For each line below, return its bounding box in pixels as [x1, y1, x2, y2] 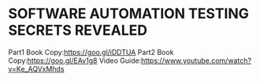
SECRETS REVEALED [8, 21, 148, 39]
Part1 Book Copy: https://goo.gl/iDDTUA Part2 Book [8, 47, 174, 57]
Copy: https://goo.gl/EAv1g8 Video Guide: [8, 56, 142, 65]
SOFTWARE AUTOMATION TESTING [8, 5, 250, 23]
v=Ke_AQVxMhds [8, 64, 65, 73]
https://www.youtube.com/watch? [140, 56, 252, 65]
